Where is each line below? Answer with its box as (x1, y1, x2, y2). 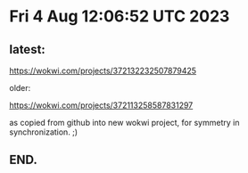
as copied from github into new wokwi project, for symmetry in (9, 118, 240, 128)
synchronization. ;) (9, 127, 79, 137)
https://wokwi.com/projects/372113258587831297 (9, 100, 194, 111)
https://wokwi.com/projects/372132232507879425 (9, 65, 197, 76)
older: (9, 83, 31, 93)
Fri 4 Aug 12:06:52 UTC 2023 (9, 6, 230, 27)
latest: (9, 42, 46, 57)
